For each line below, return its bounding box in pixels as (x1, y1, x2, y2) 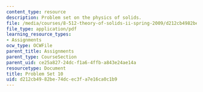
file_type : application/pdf (6, 25, 77, 32)
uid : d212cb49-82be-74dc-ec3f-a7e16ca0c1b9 (6, 76, 118, 82)
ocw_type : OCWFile (6, 43, 53, 49)
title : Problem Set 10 (6, 71, 63, 77)
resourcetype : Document (6, 65, 66, 71)
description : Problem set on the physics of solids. (6, 15, 142, 21)
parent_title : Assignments (6, 48, 74, 54)
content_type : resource (6, 8, 66, 15)
